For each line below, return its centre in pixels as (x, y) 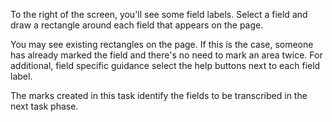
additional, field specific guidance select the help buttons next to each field (165, 65)
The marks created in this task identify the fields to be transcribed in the (159, 95)
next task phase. (44, 106)
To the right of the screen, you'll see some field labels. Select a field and (159, 14)
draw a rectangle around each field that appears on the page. (137, 25)
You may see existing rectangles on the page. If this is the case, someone (162, 44)
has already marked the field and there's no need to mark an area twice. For (166, 55)
